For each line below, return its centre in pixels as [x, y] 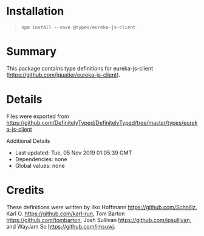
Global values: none [40, 165]
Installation [35, 11]
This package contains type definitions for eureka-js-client [80, 68]
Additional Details [28, 141]
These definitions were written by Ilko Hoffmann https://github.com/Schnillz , [102, 207]
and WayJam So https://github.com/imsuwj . [61, 226]
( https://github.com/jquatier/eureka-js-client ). [63, 75]
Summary [31, 51]
